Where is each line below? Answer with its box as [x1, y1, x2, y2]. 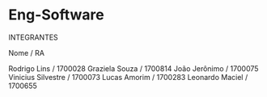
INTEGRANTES [8, 32, 58, 42]
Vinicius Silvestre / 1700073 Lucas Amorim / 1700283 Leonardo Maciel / [8, 72, 248, 82]
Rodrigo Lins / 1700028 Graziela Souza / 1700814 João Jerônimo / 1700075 [8, 63, 259, 74]
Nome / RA [8, 48, 44, 57]
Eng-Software [8, 6, 104, 24]
